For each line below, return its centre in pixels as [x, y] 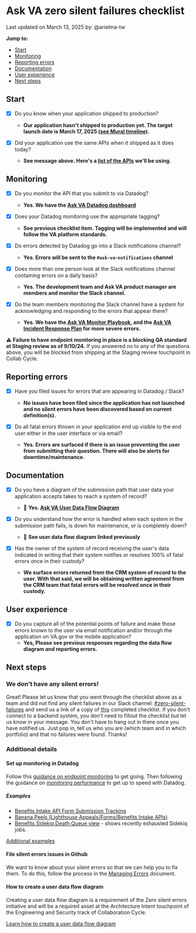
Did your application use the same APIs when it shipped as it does [94, 142]
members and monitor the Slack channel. [74, 293]
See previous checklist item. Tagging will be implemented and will [105, 228]
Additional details [32, 750]
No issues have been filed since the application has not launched [104, 403]
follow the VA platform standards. [65, 234]
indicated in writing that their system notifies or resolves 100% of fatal [99, 554]
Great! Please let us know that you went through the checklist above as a [94, 697]
